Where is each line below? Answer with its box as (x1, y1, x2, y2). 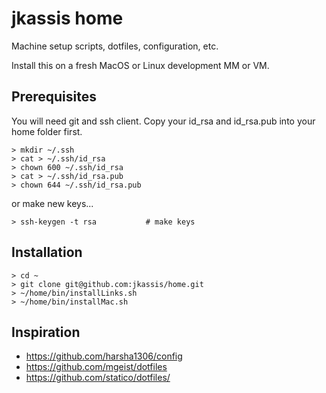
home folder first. (11, 125, 83, 137)
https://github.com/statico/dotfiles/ (25, 372, 171, 384)
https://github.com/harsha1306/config (25, 350, 183, 362)
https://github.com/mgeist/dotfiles (25, 361, 168, 373)
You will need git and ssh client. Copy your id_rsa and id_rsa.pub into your (11, 115, 316, 127)
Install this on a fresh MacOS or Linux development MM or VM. (11, 59, 270, 71)
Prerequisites (11, 88, 97, 106)
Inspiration (11, 323, 81, 341)
